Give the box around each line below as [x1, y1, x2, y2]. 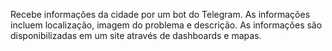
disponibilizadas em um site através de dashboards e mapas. [10, 30, 262, 41]
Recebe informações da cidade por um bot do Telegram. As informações [10, 9, 311, 20]
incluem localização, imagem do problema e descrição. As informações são [10, 19, 323, 31]
